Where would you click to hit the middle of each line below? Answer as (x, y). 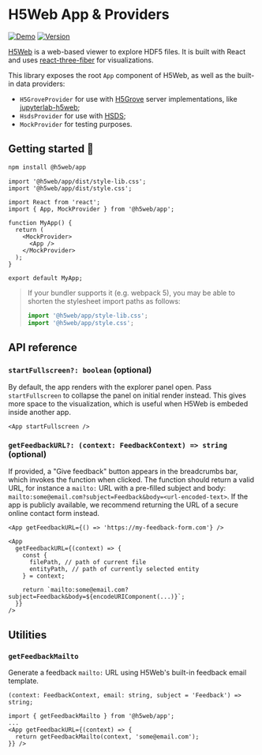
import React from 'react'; (54, 202)
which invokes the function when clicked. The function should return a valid (131, 480)
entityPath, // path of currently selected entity (114, 570)
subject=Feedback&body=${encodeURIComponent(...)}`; (97, 597)
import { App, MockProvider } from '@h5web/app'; (92, 209)
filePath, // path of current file (88, 563)
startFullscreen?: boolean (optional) (80, 370)
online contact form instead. (54, 514)
